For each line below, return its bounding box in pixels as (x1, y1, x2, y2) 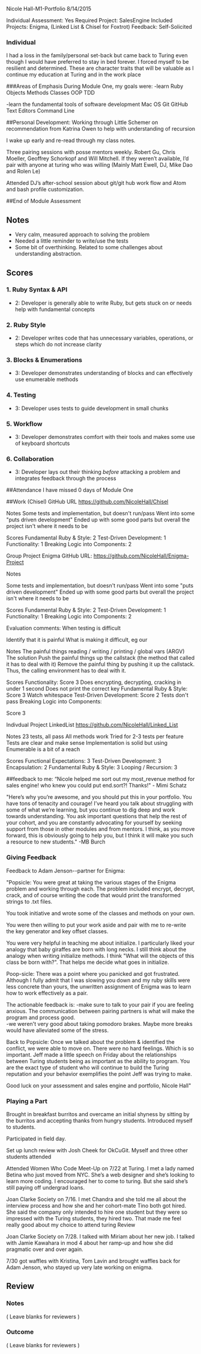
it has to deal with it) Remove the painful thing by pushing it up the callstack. (6, 660, 195, 668)
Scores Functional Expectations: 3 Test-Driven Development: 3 (6, 757, 162, 765)
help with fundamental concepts (14, 305, 95, 312)
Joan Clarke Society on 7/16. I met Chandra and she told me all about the (6, 1195, 187, 1203)
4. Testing (6, 391, 36, 399)
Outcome (6, 1328, 34, 1336)
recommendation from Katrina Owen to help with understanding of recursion (6, 125, 196, 132)
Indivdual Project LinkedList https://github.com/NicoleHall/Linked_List (6, 721, 178, 728)
